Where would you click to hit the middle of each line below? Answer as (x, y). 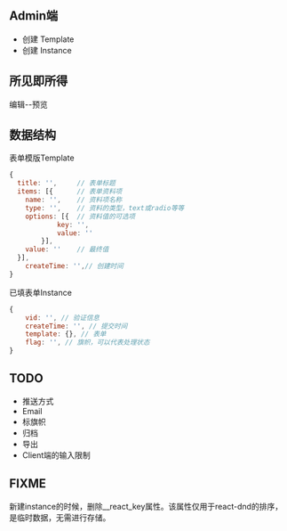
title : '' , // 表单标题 (66, 184)
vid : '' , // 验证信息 (63, 318)
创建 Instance (47, 50)
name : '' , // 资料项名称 (74, 200)
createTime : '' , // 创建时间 (75, 266)
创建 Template (48, 39)
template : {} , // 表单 (66, 334)
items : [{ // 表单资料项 (70, 192)
